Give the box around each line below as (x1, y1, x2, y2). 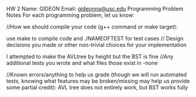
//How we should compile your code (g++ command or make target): (6, 23, 178, 30)
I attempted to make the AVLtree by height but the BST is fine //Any (6, 53, 174, 60)
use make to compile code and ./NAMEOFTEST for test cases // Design (6, 35, 184, 42)
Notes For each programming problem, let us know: (6, 11, 135, 19)
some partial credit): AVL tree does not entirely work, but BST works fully (6, 84, 189, 91)
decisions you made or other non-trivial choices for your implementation (6, 42, 187, 48)
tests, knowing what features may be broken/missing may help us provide (6, 78, 191, 84)
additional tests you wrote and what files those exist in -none (6, 60, 158, 66)
